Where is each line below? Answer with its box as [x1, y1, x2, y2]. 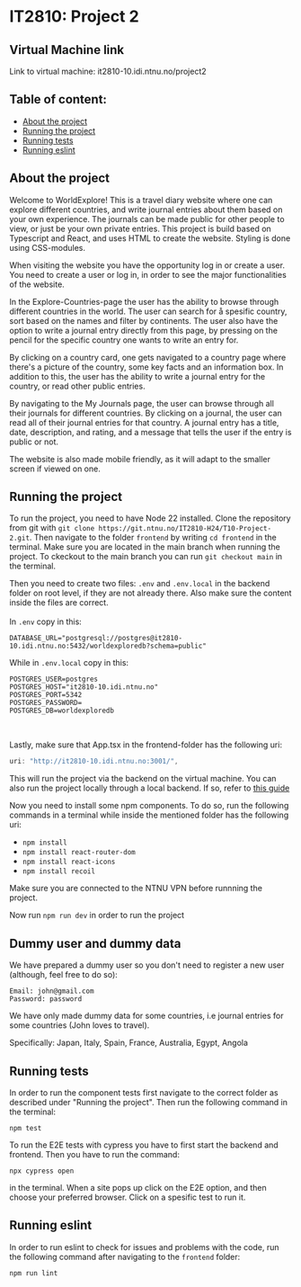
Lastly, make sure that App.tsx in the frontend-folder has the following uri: [9, 739, 283, 750]
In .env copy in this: [9, 616, 83, 627]
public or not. [9, 436, 59, 447]
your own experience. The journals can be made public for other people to [9, 213, 285, 224]
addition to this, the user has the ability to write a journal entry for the [9, 371, 266, 381]
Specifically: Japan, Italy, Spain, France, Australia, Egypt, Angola [9, 1037, 249, 1049]
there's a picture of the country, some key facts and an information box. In [9, 362, 284, 372]
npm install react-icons [22, 857, 116, 867]
